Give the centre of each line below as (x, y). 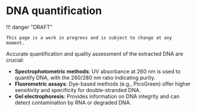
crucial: (15, 60)
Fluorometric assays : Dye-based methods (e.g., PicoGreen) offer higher (103, 84)
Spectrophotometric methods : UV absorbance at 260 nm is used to (98, 71)
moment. (16, 43)
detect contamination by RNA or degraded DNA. (73, 102)
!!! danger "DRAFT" (29, 27)
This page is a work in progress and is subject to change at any (89, 38)
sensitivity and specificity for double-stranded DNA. (78, 90)
